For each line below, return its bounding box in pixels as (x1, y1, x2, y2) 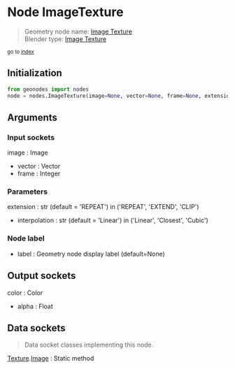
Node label (7, 233, 45, 243)
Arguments (7, 111, 58, 123)
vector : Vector (17, 162, 61, 171)
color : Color (7, 288, 43, 297)
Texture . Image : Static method (7, 354, 94, 363)
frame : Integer (17, 169, 61, 178)
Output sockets (7, 270, 76, 282)
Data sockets (7, 322, 66, 334)
